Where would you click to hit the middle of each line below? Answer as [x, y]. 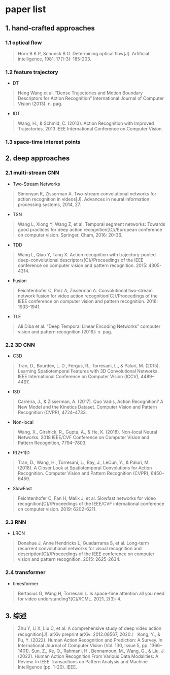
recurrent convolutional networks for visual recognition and [80, 549]
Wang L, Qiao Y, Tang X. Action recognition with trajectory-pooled [87, 254]
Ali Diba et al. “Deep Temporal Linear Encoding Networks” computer [89, 326]
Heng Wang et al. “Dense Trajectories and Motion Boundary [80, 93]
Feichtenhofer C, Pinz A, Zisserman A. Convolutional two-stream [85, 290]
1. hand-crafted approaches [50, 28]
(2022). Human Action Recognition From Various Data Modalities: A [88, 656]
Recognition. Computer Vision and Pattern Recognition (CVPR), [83, 474]
